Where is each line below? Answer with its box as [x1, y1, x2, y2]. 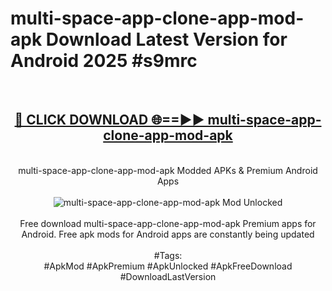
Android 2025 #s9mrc [10, 50, 198, 72]
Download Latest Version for [45, 28, 288, 51]
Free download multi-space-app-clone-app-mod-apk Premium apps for [19, 217, 317, 229]
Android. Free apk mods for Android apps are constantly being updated [21, 228, 315, 240]
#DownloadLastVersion [119, 270, 217, 282]
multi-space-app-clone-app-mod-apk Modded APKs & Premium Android [18, 164, 318, 176]
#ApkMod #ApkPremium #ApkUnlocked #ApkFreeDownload [43, 260, 293, 272]
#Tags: [153, 249, 183, 261]
